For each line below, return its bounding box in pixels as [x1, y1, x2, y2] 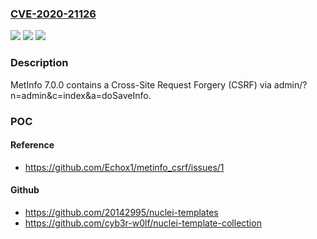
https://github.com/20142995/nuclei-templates [24, 206, 219, 218]
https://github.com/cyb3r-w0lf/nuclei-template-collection [24, 217, 262, 229]
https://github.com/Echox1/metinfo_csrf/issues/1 [24, 161, 225, 173]
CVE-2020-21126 [10, 7, 97, 21]
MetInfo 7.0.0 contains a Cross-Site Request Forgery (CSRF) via [10, 78, 272, 91]
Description [10, 56, 69, 70]
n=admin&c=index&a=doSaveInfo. [10, 89, 152, 101]
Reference [10, 139, 55, 151]
